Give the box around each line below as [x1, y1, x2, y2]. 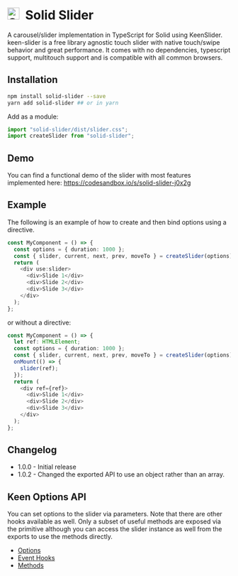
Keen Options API [7, 491, 87, 503]
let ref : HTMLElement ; [13, 338, 81, 346]
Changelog [7, 444, 57, 456]
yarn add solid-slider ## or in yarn [7, 99, 119, 107]
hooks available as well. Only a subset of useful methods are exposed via [7, 517, 222, 526]
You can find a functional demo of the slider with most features [7, 171, 191, 180]
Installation [7, 74, 58, 86]
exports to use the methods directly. [7, 533, 113, 541]
